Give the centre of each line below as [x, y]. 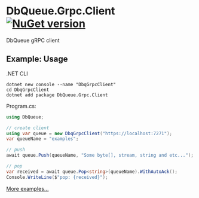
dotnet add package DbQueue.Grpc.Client [57, 95]
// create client [28, 128]
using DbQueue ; [25, 117]
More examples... [27, 188]
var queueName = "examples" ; [42, 139]
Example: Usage [37, 59]
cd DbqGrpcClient [28, 90]
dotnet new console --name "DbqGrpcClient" [61, 84]
